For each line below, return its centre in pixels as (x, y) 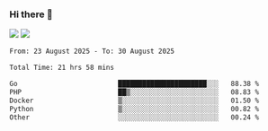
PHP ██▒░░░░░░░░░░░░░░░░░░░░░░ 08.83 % (134, 92)
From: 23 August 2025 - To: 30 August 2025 (92, 52)
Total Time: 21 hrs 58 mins (62, 68)
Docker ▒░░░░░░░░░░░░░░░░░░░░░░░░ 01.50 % (134, 100)
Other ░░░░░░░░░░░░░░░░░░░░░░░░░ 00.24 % (134, 117)
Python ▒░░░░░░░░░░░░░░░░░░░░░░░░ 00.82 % (134, 109)
